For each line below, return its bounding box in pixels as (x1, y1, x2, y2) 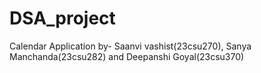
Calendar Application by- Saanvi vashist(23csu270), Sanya (9, 40, 252, 52)
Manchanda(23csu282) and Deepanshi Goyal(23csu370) (9, 50, 245, 62)
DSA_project (9, 7, 116, 30)
